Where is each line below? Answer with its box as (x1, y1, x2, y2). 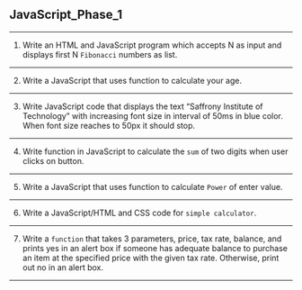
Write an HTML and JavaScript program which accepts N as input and (22, 40, 282, 50)
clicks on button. (22, 155, 84, 166)
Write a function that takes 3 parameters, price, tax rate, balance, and (22, 233, 282, 244)
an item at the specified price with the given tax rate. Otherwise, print (22, 252, 280, 263)
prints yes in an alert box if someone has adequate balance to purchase (22, 242, 288, 253)
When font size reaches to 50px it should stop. (22, 120, 196, 131)
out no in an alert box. (22, 261, 104, 273)
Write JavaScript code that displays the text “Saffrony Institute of (22, 101, 263, 112)
